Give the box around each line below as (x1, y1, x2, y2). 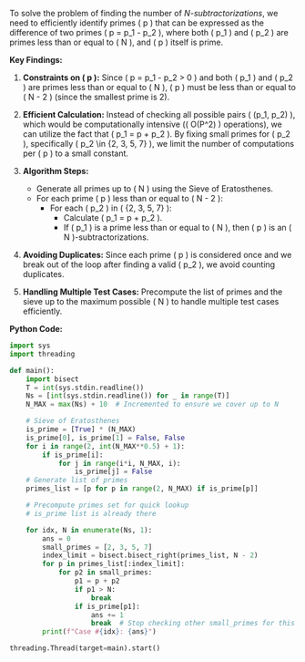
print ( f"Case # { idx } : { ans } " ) (42, 627, 157, 636)
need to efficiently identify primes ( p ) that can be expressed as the (9, 17, 265, 28)
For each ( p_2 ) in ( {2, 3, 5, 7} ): (49, 202, 172, 213)
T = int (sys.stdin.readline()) (25, 383, 145, 392)
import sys (9, 341, 51, 350)
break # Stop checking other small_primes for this (90, 619, 296, 628)
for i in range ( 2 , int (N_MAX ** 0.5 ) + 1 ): (25, 441, 185, 450)
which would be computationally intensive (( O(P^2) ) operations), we (22, 119, 282, 129)
